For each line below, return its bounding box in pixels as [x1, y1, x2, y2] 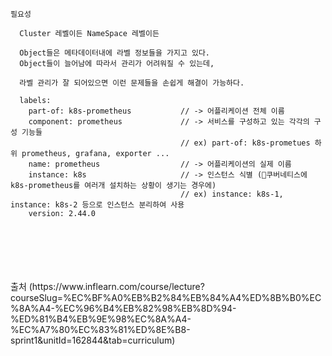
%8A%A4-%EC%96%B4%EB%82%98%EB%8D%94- [10, 303, 237, 314]
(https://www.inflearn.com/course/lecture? [28, 281, 205, 292]
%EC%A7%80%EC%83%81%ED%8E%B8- [10, 324, 191, 335]
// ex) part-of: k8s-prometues [180, 138, 311, 148]
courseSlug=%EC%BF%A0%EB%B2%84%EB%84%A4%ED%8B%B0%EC [10, 292, 322, 303]
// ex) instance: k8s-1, [180, 189, 284, 199]
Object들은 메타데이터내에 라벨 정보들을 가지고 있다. [19, 48, 211, 58]
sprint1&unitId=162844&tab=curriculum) [10, 334, 176, 346]
